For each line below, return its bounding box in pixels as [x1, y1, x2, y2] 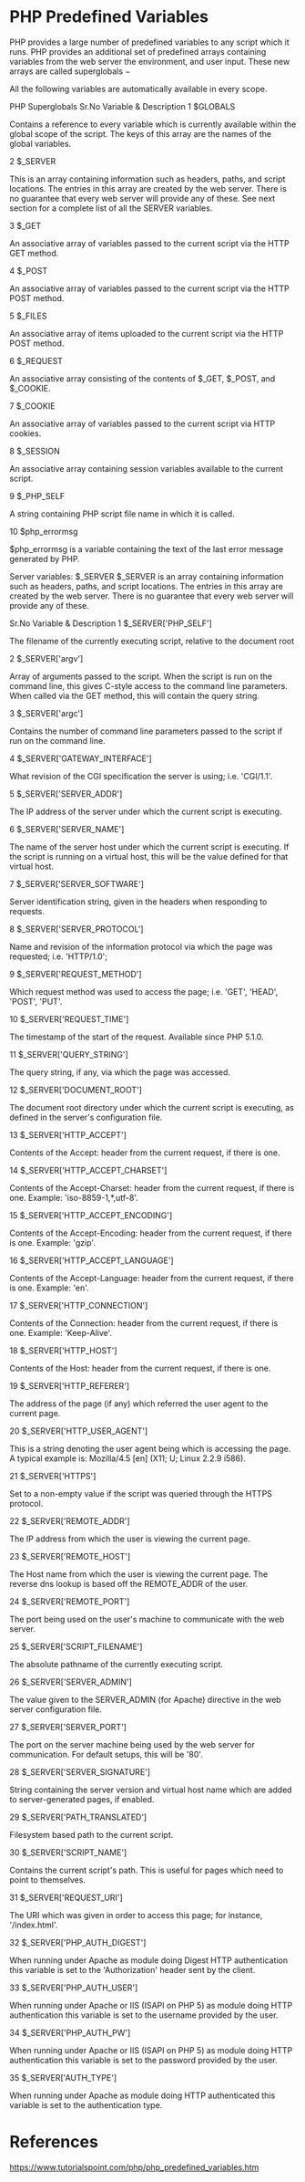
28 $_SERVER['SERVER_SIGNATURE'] [9, 1766, 151, 1777]
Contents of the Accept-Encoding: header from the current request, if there [9, 1227, 292, 1238]
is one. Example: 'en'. [9, 1282, 89, 1293]
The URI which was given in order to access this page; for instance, [9, 1909, 263, 1920]
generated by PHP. [9, 553, 80, 564]
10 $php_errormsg [9, 526, 79, 537]
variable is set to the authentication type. [9, 2099, 163, 2110]
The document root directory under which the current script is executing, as [9, 1101, 294, 1112]
